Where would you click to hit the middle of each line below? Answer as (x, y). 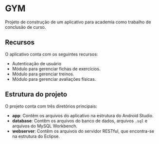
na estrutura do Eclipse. (36, 136)
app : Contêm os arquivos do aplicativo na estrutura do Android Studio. (83, 115)
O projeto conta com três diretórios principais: (51, 106)
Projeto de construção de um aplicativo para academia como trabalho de (78, 22)
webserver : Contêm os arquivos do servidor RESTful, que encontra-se (83, 131)
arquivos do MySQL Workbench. (45, 126)
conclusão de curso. (26, 27)
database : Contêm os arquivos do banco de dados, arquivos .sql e (79, 121)
